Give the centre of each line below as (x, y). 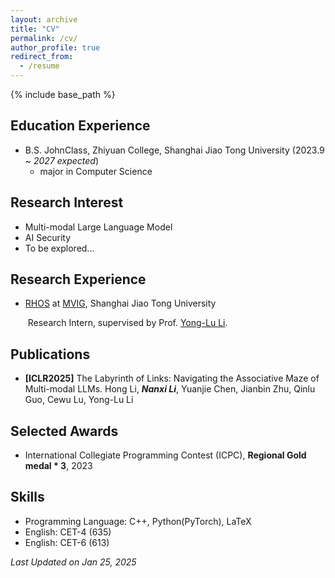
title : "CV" (35, 29)
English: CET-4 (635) (68, 532)
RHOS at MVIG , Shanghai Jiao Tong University (120, 303)
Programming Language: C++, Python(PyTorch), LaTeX (138, 521)
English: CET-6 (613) (67, 542)
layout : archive (44, 19)
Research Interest (67, 202)
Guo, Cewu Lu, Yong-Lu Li (79, 400)
